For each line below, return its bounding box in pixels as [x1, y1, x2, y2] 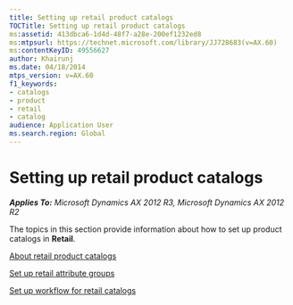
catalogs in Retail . [9, 233, 76, 243]
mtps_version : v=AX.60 [9, 71, 94, 80]
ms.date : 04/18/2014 [9, 63, 87, 72]
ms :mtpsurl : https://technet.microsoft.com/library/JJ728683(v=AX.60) [9, 37, 278, 47]
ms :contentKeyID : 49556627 [9, 46, 110, 55]
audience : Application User [9, 121, 114, 130]
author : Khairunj [9, 54, 74, 63]
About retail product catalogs [9, 251, 117, 261]
